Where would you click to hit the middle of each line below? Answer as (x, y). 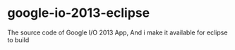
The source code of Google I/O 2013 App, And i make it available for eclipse (117, 32)
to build (18, 39)
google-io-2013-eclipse (79, 13)
